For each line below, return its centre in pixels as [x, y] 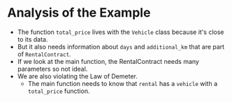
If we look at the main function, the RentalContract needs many [108, 61]
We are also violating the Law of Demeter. [77, 76]
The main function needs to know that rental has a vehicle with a [123, 83]
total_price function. [59, 91]
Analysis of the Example [79, 13]
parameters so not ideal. [52, 69]
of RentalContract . [44, 54]
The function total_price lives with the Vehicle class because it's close [121, 32]
